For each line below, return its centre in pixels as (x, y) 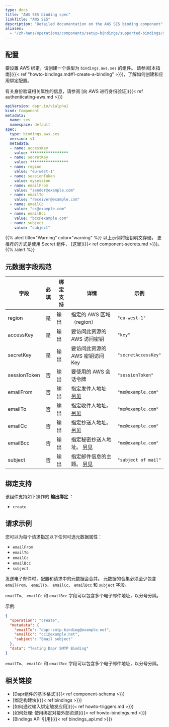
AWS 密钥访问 (88, 356)
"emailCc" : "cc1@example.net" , (47, 634)
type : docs (17, 10)
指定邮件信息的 (89, 457)
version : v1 (22, 139)
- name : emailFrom (29, 186)
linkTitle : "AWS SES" (28, 19)
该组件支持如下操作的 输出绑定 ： (39, 497)
